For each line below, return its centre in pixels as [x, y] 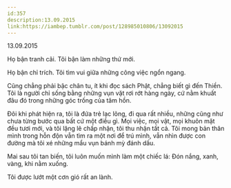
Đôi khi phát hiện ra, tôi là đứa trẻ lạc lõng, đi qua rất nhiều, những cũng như [115, 114]
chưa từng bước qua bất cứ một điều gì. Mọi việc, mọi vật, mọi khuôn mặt [111, 121]
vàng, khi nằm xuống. [38, 164]
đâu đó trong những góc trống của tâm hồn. [69, 101]
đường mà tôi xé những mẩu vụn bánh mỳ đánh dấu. [81, 143]
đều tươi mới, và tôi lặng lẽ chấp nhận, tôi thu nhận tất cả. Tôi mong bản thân [116, 129]
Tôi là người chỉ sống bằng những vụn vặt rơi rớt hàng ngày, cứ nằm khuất [112, 93]
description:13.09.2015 [41, 20]
